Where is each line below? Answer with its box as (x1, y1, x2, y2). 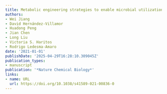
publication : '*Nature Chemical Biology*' (5, 68, 94, 73)
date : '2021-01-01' (5, 49, 46, 54)
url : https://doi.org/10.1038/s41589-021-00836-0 (9, 81, 114, 86)
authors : (5, 12, 23, 17)
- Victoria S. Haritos (5, 40, 52, 45)
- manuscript (5, 63, 32, 68)
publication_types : (5, 58, 46, 63)
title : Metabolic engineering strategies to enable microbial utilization (5, 7, 164, 12)
